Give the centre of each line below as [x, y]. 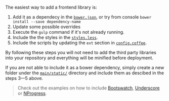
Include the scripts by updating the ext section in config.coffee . [80, 43]
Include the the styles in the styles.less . [55, 37]
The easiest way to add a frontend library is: [51, 7]
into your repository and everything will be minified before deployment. [79, 58]
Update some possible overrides [47, 27]
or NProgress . [32, 93]
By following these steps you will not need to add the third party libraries [81, 53]
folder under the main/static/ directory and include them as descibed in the [85, 73]
